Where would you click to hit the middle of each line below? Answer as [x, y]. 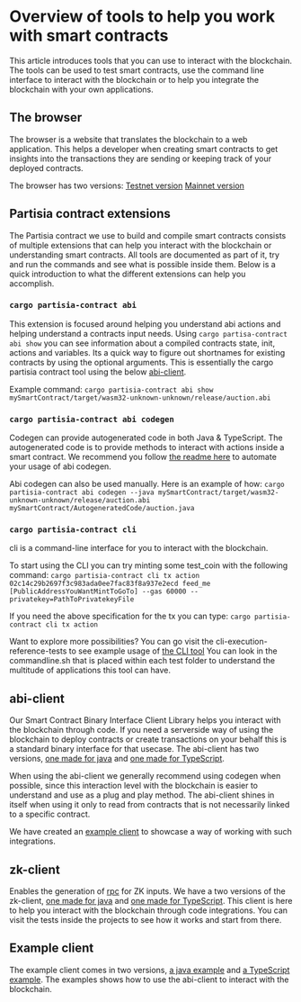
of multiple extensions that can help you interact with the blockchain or [141, 245]
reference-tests [38, 651]
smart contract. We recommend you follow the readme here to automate [143, 457]
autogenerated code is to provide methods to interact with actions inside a [147, 447]
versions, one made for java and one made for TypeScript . [117, 759]
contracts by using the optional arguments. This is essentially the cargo [142, 362]
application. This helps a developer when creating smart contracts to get [144, 149]
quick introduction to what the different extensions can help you [128, 274]
